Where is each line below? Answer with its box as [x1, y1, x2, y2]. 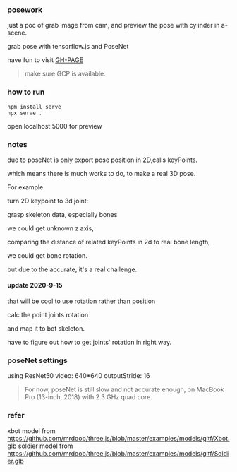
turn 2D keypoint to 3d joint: [7, 196, 89, 205]
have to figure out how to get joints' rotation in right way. [7, 338, 172, 347]
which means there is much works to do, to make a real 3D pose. [7, 169, 196, 177]
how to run [7, 87, 45, 97]
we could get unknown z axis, [7, 224, 94, 232]
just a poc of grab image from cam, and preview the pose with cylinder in [7, 21, 220, 30]
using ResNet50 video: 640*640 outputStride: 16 [7, 372, 150, 380]
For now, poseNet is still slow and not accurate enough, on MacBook [24, 385, 224, 394]
